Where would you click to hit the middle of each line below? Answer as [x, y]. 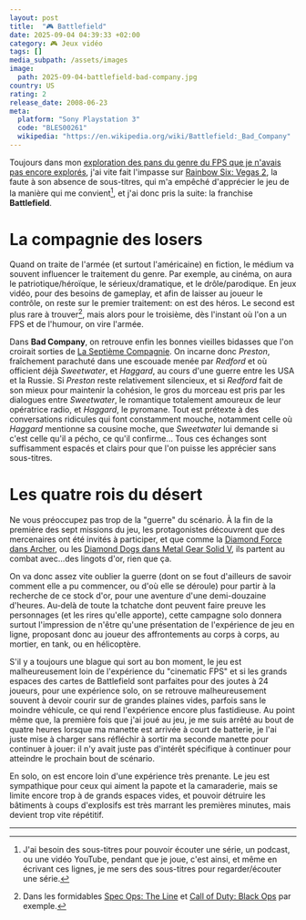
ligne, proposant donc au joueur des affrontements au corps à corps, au [144, 635]
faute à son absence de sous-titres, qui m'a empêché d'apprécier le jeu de [149, 181]
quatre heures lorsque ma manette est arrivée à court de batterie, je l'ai [143, 730]
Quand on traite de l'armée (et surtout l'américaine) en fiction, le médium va [152, 264]
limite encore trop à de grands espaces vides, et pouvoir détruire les [138, 796]
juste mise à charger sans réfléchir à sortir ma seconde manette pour [139, 740]
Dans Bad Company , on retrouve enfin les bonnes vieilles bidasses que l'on [152, 342]
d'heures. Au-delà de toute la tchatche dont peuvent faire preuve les [138, 606]
